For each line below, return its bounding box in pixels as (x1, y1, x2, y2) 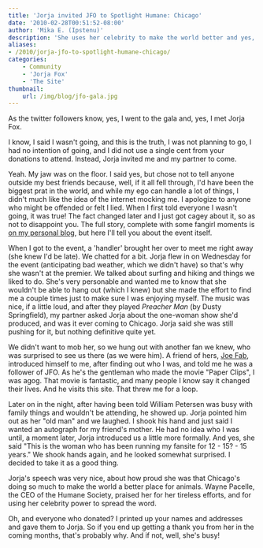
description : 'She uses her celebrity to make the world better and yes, (8, 33, 256, 42)
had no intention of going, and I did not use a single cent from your (8, 146, 225, 155)
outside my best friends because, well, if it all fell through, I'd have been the (8, 178, 254, 188)
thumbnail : (8, 84, 44, 93)
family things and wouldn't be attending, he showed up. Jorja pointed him (8, 408, 247, 418)
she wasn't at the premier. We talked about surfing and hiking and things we (8, 269, 255, 278)
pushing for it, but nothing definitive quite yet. (8, 327, 156, 337)
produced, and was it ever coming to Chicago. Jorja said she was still (8, 319, 234, 328)
